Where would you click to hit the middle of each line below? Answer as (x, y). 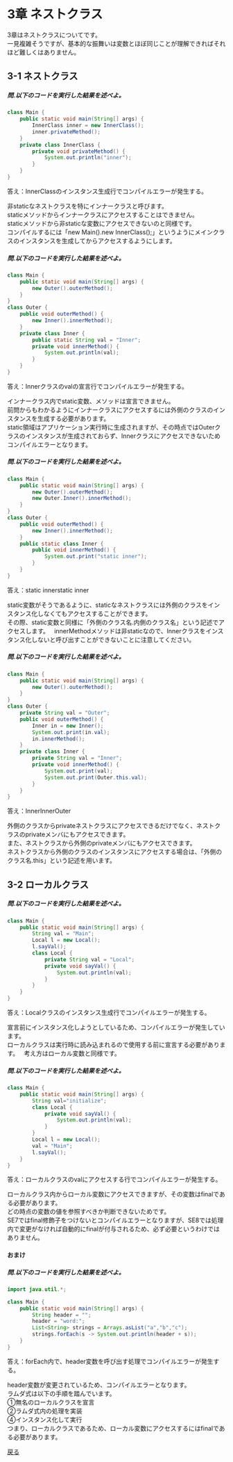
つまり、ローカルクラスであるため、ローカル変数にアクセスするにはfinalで (113, 1428)
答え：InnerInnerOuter (39, 811)
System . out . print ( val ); (78, 771)
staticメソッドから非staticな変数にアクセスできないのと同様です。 (101, 223)
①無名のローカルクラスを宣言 (51, 1402)
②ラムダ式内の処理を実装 (45, 1411)
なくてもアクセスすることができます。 (97, 613)
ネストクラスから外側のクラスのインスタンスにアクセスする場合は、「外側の (115, 852)
